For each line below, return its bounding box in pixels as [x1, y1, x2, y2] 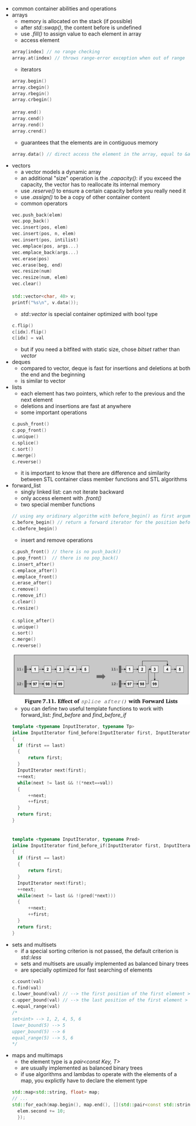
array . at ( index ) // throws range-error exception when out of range [11, 55, 185, 61]
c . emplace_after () [11, 567, 58, 574]
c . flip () [11, 322, 34, 328]
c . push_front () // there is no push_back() [11, 549, 122, 555]
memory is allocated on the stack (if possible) [20, 18, 132, 24]
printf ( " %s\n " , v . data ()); [11, 299, 79, 305]
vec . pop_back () [11, 218, 50, 224]
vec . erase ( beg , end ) [11, 262, 63, 268]
